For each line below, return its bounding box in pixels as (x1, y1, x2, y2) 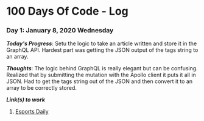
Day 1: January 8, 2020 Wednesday (6, 26, 114, 35)
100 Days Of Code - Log (6, 4, 129, 18)
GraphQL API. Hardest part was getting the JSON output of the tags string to (6, 46, 199, 54)
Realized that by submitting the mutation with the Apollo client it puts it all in (6, 71, 196, 79)
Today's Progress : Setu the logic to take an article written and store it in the (6, 40, 197, 47)
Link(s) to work (6, 96, 46, 103)
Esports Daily (15, 108, 49, 116)
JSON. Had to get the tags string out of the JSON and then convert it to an (6, 78, 193, 85)
